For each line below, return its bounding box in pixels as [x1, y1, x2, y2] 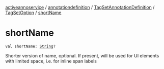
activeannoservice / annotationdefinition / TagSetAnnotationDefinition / [5, 5, 155, 10]
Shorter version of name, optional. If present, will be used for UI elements [5, 52, 159, 58]
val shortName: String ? [5, 44, 56, 49]
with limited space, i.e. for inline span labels [5, 58, 97, 64]
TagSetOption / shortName [5, 10, 62, 16]
